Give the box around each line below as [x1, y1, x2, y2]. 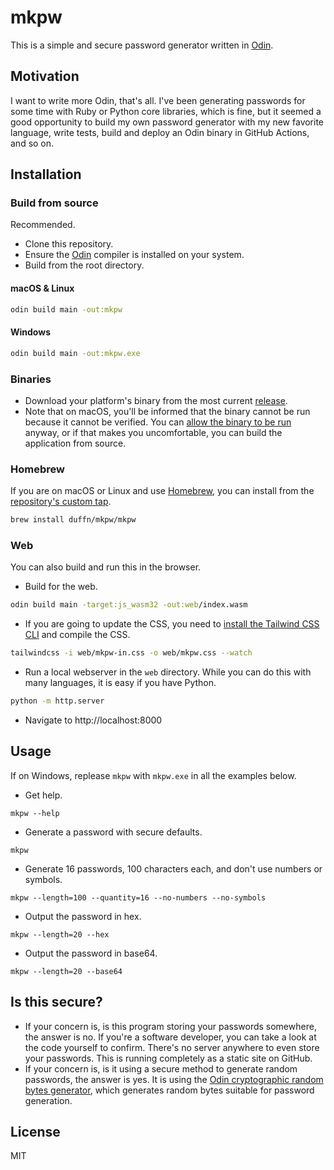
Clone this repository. [24, 238, 114, 250]
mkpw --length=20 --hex [10, 929, 110, 940]
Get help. [24, 789, 63, 801]
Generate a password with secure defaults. [24, 826, 203, 838]
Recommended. [10, 219, 76, 231]
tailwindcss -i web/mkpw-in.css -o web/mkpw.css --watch [10, 648, 253, 658]
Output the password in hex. [24, 910, 142, 922]
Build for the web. [24, 581, 98, 593]
